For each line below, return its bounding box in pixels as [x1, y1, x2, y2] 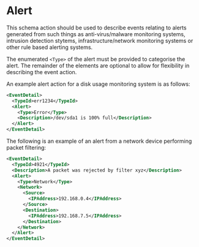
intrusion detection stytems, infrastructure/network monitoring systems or [6, 37, 193, 44]
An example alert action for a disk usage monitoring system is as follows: [6, 80, 190, 88]
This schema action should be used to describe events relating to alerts [6, 24, 187, 31]
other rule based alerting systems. [6, 44, 93, 51]
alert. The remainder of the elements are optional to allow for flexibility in [6, 62, 190, 69]
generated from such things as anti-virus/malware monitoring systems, [6, 30, 186, 37]
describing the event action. [6, 68, 77, 75]
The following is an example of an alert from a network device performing [6, 137, 192, 145]
